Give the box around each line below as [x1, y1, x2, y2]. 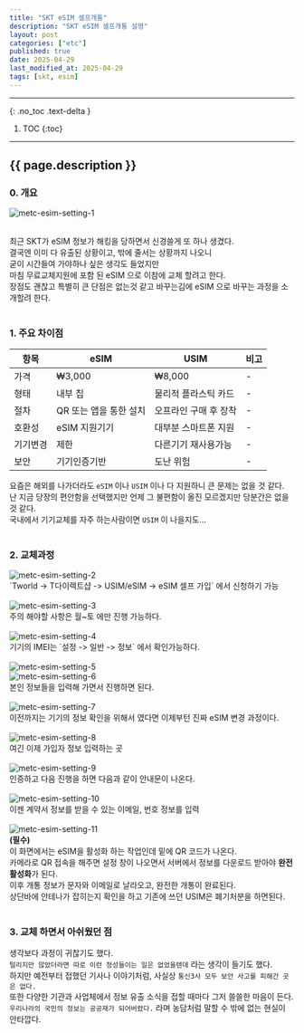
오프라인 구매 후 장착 [154, 404, 237, 416]
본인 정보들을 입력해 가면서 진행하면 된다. [9, 682, 155, 693]
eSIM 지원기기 [55, 421, 115, 434]
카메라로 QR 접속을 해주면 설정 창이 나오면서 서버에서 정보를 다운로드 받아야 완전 [9, 857, 293, 868]
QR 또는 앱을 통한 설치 [55, 404, 147, 416]
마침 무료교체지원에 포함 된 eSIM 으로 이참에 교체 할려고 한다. [9, 270, 226, 281]
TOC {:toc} [22, 123, 63, 134]
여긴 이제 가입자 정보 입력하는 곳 [9, 743, 124, 754]
